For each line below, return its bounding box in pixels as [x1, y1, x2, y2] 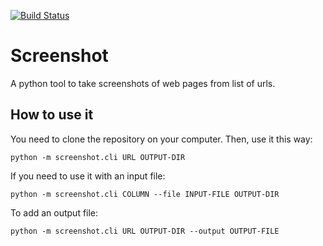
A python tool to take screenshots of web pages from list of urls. [10, 77, 276, 89]
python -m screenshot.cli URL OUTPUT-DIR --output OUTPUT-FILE [10, 226, 280, 236]
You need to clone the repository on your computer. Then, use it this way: [10, 133, 313, 145]
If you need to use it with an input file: [10, 170, 166, 182]
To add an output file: [10, 206, 99, 219]
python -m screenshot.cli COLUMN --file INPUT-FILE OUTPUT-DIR [10, 189, 280, 199]
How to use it [10, 106, 94, 124]
